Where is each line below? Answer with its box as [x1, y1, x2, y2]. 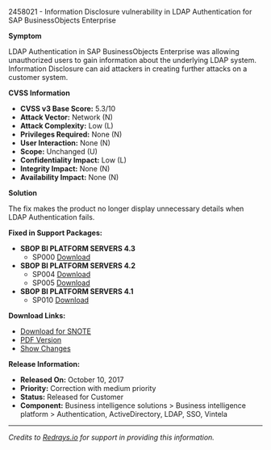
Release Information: [8, 360, 81, 368]
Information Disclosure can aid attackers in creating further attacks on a [8, 64, 248, 74]
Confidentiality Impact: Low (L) [19, 155, 127, 165]
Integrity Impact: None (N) [19, 164, 110, 173]
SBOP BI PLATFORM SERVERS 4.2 [19, 261, 135, 270]
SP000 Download [31, 252, 91, 262]
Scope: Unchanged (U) [19, 147, 98, 156]
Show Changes [19, 343, 71, 353]
